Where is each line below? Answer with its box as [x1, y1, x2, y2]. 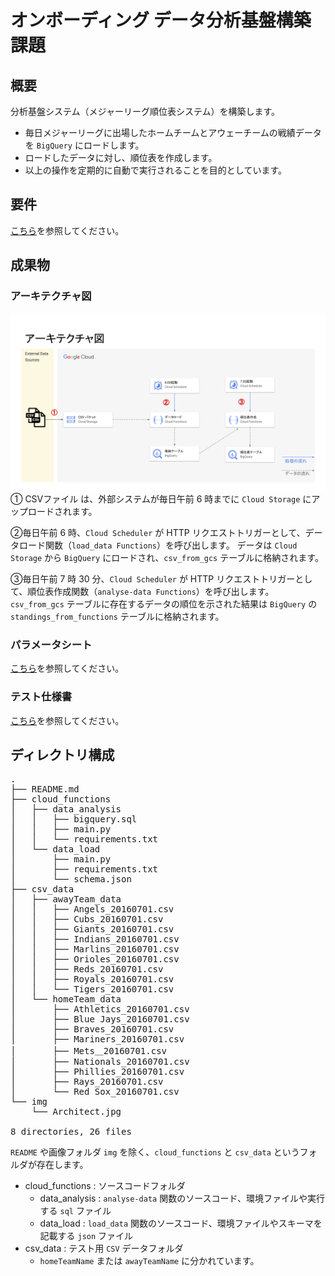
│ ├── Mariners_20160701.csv [10, 1034, 185, 1045]
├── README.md [10, 784, 80, 795]
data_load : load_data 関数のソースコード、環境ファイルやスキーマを [39, 1217, 323, 1230]
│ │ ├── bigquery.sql [10, 814, 138, 825]
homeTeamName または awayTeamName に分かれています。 [39, 1255, 260, 1267]
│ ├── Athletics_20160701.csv [10, 1004, 190, 1015]
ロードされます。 [27, 506, 98, 517]
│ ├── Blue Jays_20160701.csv [10, 1014, 190, 1025]
